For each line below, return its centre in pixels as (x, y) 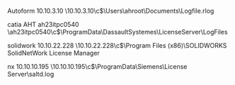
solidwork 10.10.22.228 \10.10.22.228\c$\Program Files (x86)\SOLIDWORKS (117, 45)
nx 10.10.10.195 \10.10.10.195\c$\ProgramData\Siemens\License (97, 66)
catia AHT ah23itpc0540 (43, 24)
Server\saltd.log (31, 74)
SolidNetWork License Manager (54, 53)
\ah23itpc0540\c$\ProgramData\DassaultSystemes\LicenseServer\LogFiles (117, 32)
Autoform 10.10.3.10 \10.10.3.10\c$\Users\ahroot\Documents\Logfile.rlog (111, 11)
